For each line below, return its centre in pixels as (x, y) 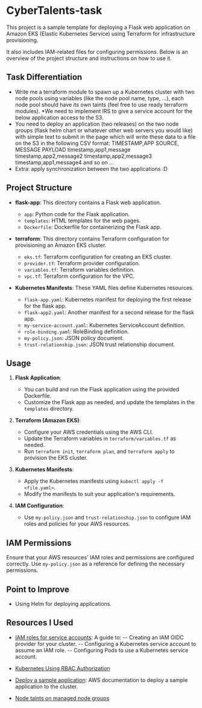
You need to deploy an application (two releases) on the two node (97, 124)
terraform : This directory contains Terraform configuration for (92, 239)
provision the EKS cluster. (56, 458)
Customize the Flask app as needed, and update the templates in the (109, 402)
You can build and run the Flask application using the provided (102, 390)
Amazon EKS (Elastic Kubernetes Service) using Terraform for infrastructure (101, 33)
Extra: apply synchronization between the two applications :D (91, 169)
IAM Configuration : (39, 506)
